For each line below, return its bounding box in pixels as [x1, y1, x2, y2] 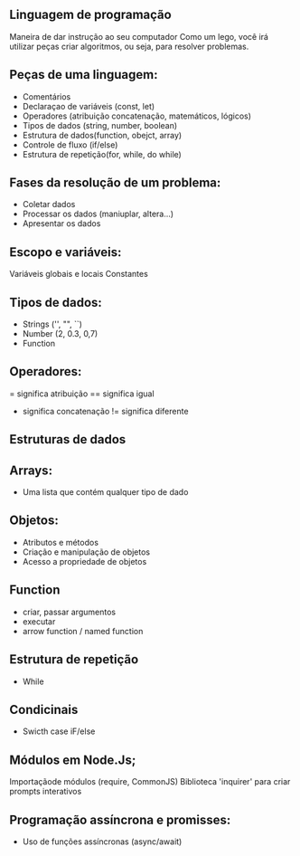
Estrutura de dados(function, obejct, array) [22, 129, 183, 140]
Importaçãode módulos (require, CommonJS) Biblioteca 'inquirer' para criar [9, 776, 291, 787]
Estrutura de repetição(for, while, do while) [22, 148, 183, 159]
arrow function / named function [22, 625, 144, 636]
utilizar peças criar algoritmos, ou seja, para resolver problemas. [9, 41, 249, 52]
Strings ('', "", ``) [22, 319, 83, 329]
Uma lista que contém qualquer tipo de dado [22, 487, 189, 498]
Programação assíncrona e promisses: [9, 812, 231, 827]
